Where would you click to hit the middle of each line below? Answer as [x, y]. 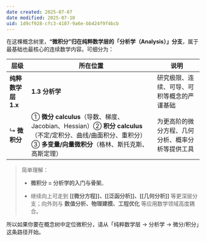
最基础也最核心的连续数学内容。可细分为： [60, 49]
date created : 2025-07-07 [39, 12]
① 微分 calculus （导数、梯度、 [77, 117]
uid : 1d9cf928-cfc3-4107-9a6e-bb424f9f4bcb [63, 23]
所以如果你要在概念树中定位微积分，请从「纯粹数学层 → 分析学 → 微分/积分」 [103, 224]
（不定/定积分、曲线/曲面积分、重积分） [89, 136]
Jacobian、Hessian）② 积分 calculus [87, 126]
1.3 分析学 [46, 91]
